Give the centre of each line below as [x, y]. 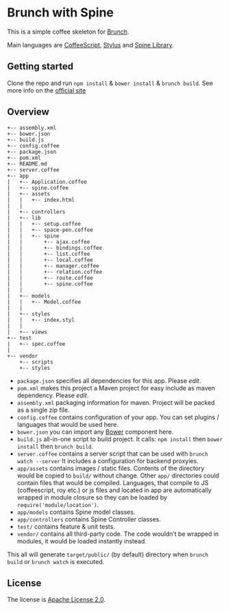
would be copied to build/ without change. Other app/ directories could [118, 476]
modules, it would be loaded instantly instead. [82, 541]
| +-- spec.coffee [37, 344]
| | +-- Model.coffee [44, 302]
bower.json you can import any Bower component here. [95, 432]
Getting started [40, 67]
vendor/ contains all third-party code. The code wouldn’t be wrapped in [118, 534]
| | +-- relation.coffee [55, 272]
